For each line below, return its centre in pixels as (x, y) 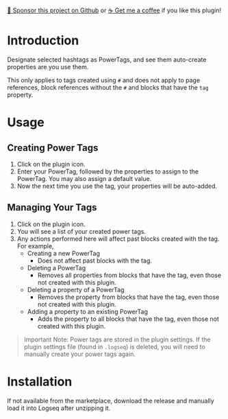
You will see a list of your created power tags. (81, 231)
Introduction (43, 41)
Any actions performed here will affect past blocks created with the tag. (118, 239)
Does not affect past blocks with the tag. (95, 261)
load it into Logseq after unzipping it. (59, 408)
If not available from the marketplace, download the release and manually (111, 400)
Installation (40, 382)
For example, (35, 246)
